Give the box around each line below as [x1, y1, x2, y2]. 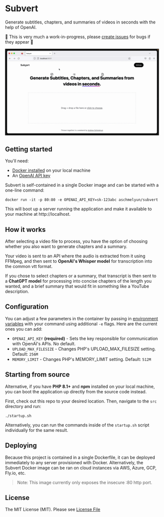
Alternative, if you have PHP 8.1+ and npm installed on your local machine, [5, 383, 155, 389]
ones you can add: [5, 326, 42, 332]
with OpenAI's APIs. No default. [12, 340, 76, 346]
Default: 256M [12, 351, 38, 357]
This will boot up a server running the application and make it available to [5, 206, 152, 212]
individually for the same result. [5, 427, 68, 433]
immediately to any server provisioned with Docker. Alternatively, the [5, 459, 143, 465]
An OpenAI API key [12, 173, 51, 179]
